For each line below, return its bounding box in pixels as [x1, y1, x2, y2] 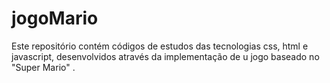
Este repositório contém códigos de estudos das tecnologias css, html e [11, 40, 309, 52]
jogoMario [11, 7, 99, 30]
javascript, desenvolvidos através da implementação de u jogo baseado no [11, 50, 320, 62]
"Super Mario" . [11, 61, 76, 73]
